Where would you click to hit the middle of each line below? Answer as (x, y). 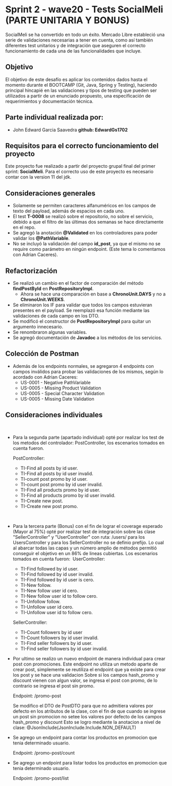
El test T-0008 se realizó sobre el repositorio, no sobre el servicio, (83, 217)
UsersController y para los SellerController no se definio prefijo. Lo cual (88, 542)
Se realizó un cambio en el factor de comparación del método (78, 283)
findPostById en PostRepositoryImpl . (53, 289)
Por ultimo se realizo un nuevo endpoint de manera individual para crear (89, 658)
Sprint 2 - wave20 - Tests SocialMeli (84, 9)
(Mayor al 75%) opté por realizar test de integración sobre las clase (84, 532)
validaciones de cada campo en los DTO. (56, 316)
